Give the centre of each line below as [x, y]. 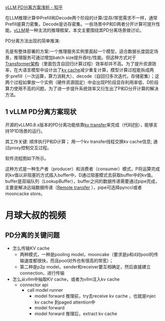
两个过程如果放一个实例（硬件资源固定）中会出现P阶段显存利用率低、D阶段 [82, 82]
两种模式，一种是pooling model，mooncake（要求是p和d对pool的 [87, 254]
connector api [34, 285]
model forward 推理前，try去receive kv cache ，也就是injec [95, 296]
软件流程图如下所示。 [27, 158]
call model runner [45, 290]
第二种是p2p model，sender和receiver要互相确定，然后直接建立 [85, 266]
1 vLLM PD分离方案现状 [41, 112]
